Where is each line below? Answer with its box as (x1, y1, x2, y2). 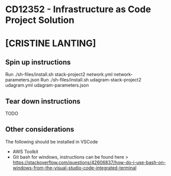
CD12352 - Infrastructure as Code (5, 4, 151, 15)
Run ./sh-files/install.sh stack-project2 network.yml (5, 71, 113, 77)
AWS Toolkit (12, 149, 39, 155)
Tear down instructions (5, 97, 80, 105)
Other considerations (5, 125, 75, 134)
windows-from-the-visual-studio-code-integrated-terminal (12, 164, 136, 171)
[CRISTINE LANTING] (5, 38, 96, 49)
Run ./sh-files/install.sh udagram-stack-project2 (40, 77, 141, 83)
